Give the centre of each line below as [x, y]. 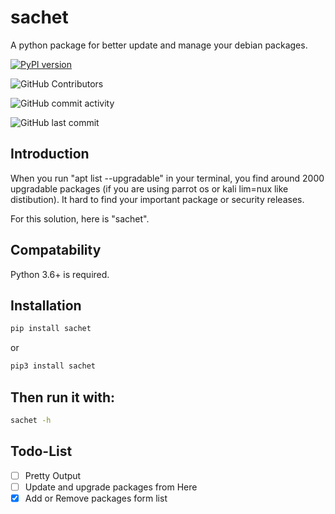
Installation [46, 305]
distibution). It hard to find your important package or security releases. [157, 199]
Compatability [56, 250]
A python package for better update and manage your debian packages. [159, 45]
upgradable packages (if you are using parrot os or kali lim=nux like [149, 188]
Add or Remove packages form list [96, 498]
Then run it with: [63, 397]
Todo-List [41, 451]
